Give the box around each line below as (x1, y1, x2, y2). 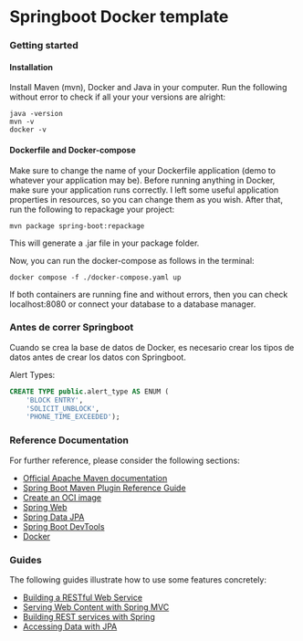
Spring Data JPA (22, 511, 85, 522)
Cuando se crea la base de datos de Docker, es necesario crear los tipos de (9, 342, 295, 352)
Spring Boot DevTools (22, 520, 105, 531)
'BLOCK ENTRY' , (26, 395, 84, 405)
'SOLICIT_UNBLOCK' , (26, 404, 100, 413)
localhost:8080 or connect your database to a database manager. (9, 299, 256, 310)
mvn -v (9, 117, 35, 127)
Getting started (9, 39, 79, 52)
